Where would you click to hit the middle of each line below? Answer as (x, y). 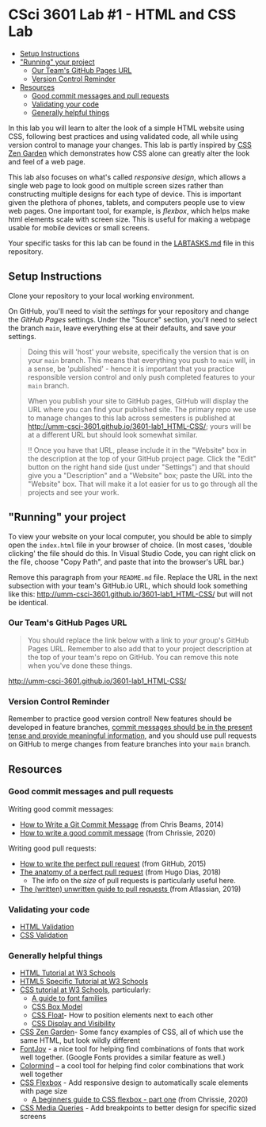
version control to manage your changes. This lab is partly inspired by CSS (130, 145)
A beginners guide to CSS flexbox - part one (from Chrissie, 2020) (140, 1100)
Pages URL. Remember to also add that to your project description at (140, 648)
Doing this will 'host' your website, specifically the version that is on (138, 352)
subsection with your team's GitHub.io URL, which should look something (128, 585)
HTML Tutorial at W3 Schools (68, 973)
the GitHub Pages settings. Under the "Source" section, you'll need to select (133, 319)
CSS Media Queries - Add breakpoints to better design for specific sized (138, 1108)
